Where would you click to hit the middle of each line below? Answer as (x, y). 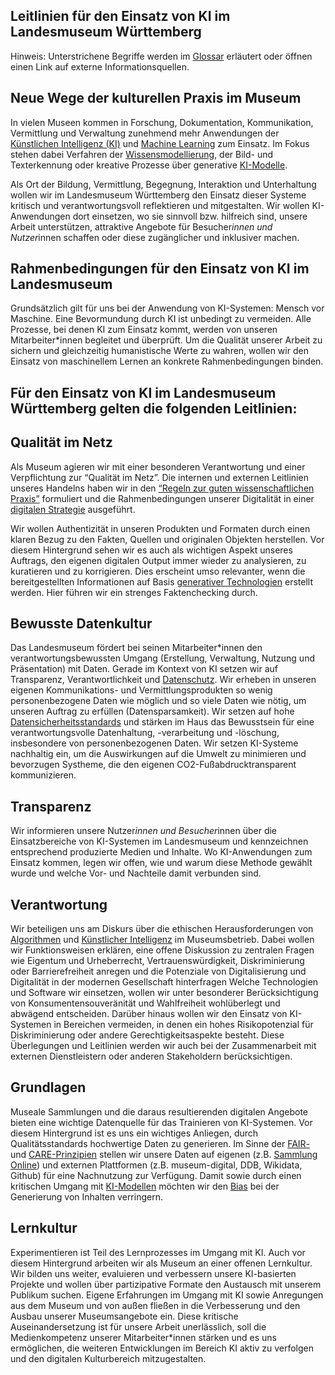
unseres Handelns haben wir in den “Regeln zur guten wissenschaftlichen (162, 488)
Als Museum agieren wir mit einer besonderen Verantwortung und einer (158, 466)
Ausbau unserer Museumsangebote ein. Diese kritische (124, 1316)
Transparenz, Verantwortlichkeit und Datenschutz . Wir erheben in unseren (163, 680)
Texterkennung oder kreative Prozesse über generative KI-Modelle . (149, 165)
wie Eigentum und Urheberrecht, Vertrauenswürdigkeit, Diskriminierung (157, 961)
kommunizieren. (43, 775)
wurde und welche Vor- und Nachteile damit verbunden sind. (136, 873)
